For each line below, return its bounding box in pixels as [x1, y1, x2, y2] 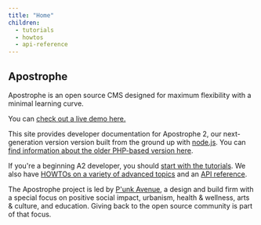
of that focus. [8, 209, 52, 219]
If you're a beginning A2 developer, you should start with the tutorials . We [8, 161, 246, 170]
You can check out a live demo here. [8, 114, 126, 123]
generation [8, 137, 43, 147]
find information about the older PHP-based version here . [8, 146, 194, 155]
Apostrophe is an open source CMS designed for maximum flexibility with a [8, 90, 252, 100]
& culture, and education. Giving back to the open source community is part [8, 201, 253, 210]
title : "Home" [8, 11, 55, 20]
